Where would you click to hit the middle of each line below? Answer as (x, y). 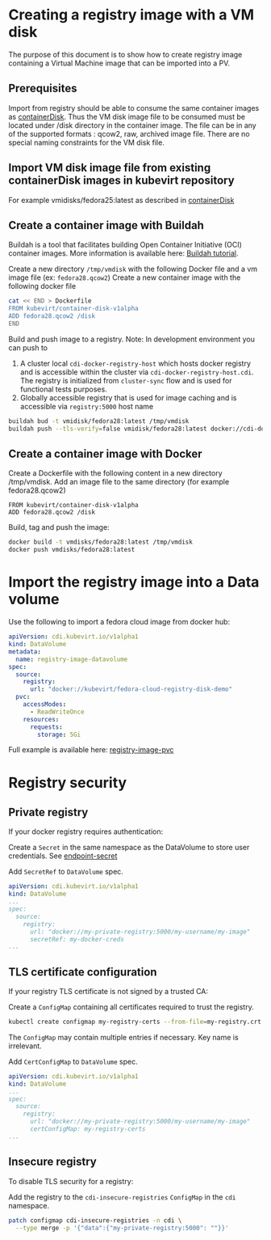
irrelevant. (25, 1046)
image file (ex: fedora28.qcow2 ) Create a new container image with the (125, 277)
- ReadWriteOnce (57, 712)
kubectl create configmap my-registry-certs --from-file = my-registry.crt (135, 1022)
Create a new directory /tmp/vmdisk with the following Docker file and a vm (133, 269)
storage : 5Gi (59, 734)
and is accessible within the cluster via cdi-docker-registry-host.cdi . (137, 372)
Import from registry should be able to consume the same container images (134, 108)
